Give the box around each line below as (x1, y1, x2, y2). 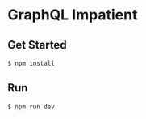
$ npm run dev (7, 103, 56, 111)
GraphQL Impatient (7, 6, 138, 24)
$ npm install (7, 59, 56, 67)
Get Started (7, 38, 67, 52)
